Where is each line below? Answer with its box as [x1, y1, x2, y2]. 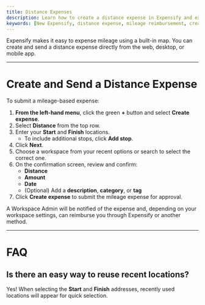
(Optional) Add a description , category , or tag [24, 187, 142, 194]
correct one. [15, 154, 47, 162]
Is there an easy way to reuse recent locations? [6, 269, 189, 279]
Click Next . [15, 142, 44, 149]
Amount [24, 174, 46, 181]
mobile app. [6, 50, 37, 57]
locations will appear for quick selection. [6, 292, 108, 300]
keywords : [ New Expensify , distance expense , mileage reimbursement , [6, 20, 187, 26]
